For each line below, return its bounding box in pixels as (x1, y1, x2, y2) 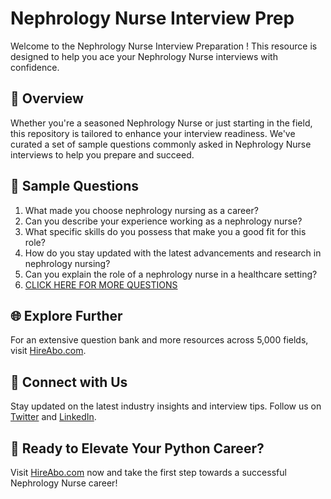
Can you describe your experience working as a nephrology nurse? (24, 215, 303, 227)
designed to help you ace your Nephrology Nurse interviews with (10, 50, 278, 62)
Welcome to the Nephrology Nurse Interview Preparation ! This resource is (10, 40, 318, 52)
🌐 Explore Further (10, 307, 123, 324)
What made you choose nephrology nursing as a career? (24, 204, 259, 216)
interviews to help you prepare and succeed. (10, 148, 195, 161)
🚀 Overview (10, 90, 84, 107)
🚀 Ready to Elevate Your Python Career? (10, 440, 265, 457)
